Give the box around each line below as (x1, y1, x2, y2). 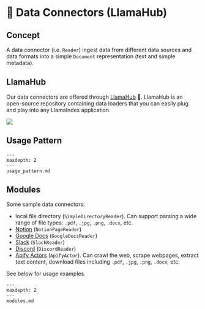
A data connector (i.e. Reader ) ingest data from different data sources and (6, 46, 192, 53)
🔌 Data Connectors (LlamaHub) (6, 6, 167, 20)
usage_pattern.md (6, 168, 51, 174)
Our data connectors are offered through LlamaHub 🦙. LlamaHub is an (6, 93, 183, 101)
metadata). (6, 59, 34, 66)
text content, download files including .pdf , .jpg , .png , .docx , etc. (15, 258, 181, 265)
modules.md (6, 298, 34, 304)
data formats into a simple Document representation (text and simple (6, 53, 176, 60)
